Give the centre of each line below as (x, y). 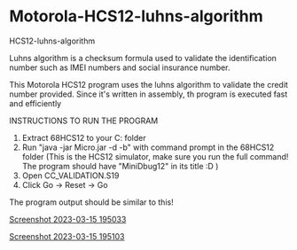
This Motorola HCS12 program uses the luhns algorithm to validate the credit (148, 84)
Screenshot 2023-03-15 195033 (68, 219)
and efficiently (35, 103)
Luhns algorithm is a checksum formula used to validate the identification (143, 58)
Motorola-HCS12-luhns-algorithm (136, 16)
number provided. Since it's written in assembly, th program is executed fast (148, 94)
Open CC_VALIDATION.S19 (70, 176)
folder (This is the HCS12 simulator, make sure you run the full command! (155, 156)
